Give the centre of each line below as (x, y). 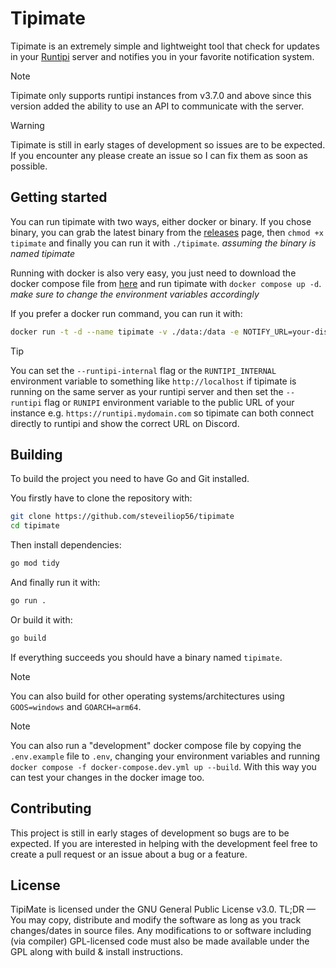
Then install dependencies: (66, 545)
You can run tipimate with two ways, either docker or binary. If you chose (161, 221)
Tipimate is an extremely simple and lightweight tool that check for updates (165, 46)
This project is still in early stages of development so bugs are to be (150, 833)
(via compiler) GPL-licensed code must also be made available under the (160, 941)
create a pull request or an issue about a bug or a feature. (129, 854)
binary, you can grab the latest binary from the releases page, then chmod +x (167, 232)
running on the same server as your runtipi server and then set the (147, 391)
